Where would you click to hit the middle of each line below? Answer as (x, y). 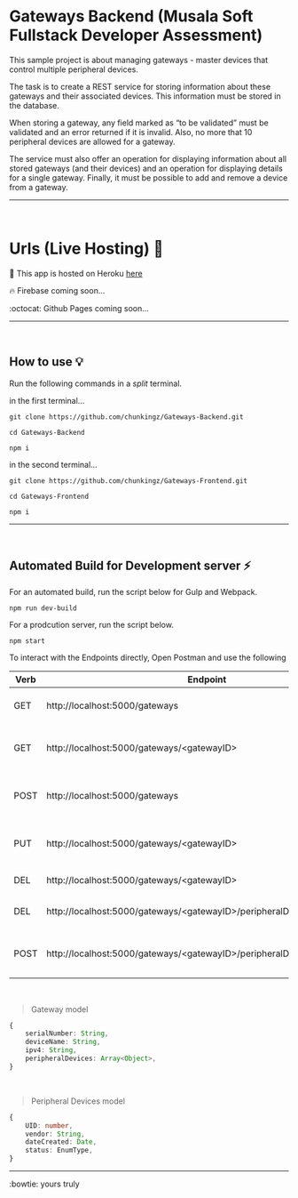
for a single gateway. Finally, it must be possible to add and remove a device (149, 177)
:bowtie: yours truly (44, 1184)
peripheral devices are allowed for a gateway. (92, 141)
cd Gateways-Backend (47, 432)
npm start (27, 641)
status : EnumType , (59, 1150)
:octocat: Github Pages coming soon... (79, 308)
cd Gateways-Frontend (49, 496)
